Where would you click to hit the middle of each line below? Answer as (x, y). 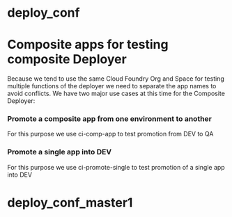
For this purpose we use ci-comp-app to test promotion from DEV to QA (110, 134)
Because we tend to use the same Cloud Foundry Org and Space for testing (116, 79)
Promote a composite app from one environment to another (110, 119)
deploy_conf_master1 (70, 202)
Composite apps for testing (88, 45)
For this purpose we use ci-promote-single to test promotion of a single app (116, 167)
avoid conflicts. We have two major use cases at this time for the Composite (116, 94)
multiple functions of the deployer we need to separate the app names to (112, 86)
